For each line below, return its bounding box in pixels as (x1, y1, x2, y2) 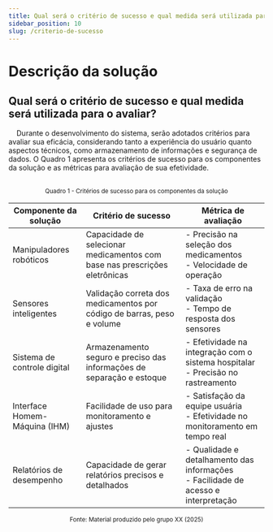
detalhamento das (185, 454, 254, 465)
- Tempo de (185, 303, 232, 314)
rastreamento (185, 377, 237, 388)
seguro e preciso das (85, 352, 167, 363)
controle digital (12, 362, 70, 374)
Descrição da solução (8, 62, 158, 80)
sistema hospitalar (185, 357, 256, 368)
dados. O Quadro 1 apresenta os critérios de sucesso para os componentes (8, 154, 262, 164)
